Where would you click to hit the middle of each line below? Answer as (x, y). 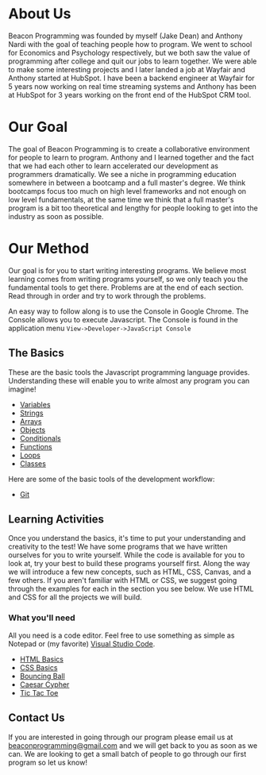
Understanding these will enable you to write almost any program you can (129, 380)
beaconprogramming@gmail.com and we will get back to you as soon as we (133, 745)
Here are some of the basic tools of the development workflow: (112, 479)
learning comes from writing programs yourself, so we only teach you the (128, 279)
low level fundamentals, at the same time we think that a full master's (121, 199)
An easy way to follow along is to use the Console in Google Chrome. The (128, 311)
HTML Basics (41, 659)
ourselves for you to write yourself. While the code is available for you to (127, 555)
